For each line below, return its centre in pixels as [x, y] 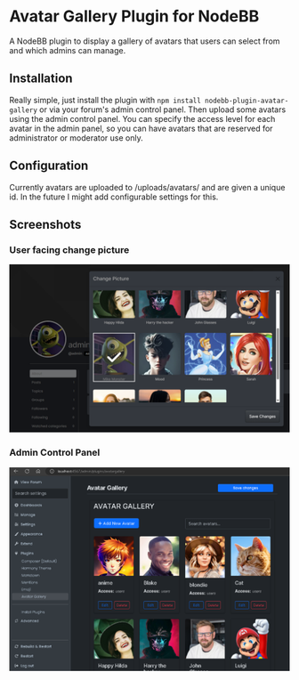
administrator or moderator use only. [77, 138]
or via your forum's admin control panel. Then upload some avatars [163, 109]
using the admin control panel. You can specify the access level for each [142, 118]
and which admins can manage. [68, 50]
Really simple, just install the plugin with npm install [105, 100]
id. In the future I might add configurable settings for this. [114, 197]
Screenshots [45, 224]
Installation [41, 79]
